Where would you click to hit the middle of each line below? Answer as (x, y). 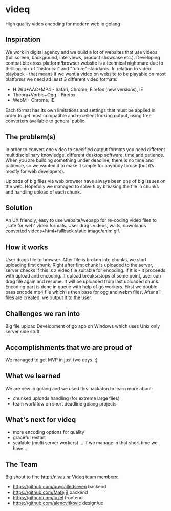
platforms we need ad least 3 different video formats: (61, 79)
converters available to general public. (46, 121)
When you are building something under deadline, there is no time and (79, 160)
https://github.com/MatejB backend (50, 492)
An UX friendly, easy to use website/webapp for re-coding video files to (81, 220)
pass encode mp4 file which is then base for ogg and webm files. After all (83, 292)
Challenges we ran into (43, 314)
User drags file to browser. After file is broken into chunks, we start (76, 260)
